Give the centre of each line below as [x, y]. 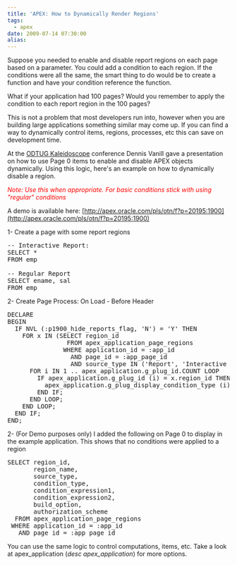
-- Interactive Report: [48, 245]
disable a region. [31, 176]
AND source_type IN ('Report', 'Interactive [148, 364]
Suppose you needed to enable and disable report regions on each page [113, 60]
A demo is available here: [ [46, 211]
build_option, [58, 505]
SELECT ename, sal [39, 281]
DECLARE [20, 315]
